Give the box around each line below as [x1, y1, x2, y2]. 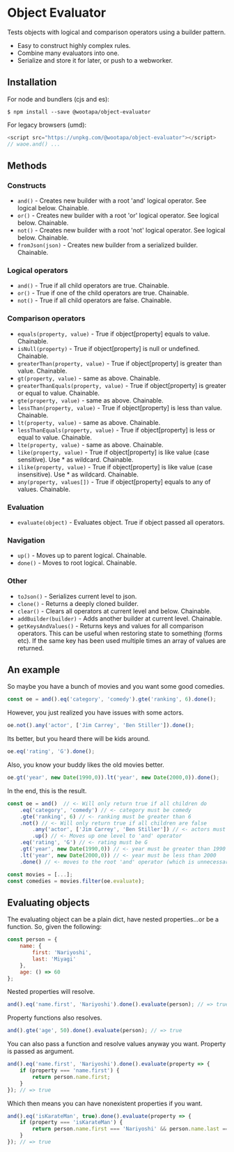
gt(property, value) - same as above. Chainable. [17, 374, 161, 382]
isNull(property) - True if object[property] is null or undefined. [17, 344, 200, 352]
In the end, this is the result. [7, 786, 87, 795]
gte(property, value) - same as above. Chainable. [17, 396, 164, 405]
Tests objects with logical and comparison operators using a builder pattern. [7, 28, 226, 36]
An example [7, 664, 61, 676]
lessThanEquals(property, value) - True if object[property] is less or [17, 426, 216, 434]
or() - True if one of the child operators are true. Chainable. [17, 289, 189, 297]
